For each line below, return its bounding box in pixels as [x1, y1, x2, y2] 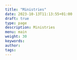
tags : [5, 47, 16, 52]
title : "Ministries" [5, 7, 47, 12]
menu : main [5, 30, 27, 34]
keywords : [5, 39, 25, 44]
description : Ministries [5, 25, 55, 30]
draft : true [5, 16, 29, 21]
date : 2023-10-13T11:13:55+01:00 [5, 12, 73, 16]
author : [5, 43, 21, 48]
